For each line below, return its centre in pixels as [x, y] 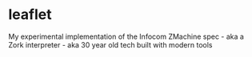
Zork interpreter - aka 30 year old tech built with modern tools [110, 44]
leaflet [30, 15]
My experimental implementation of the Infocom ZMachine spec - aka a [126, 36]
